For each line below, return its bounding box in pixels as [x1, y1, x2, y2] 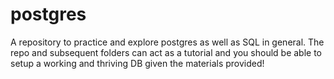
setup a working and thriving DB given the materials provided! [10, 57, 265, 69]
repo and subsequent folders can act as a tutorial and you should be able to [10, 46, 323, 58]
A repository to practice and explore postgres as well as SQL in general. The [10, 36, 325, 48]
